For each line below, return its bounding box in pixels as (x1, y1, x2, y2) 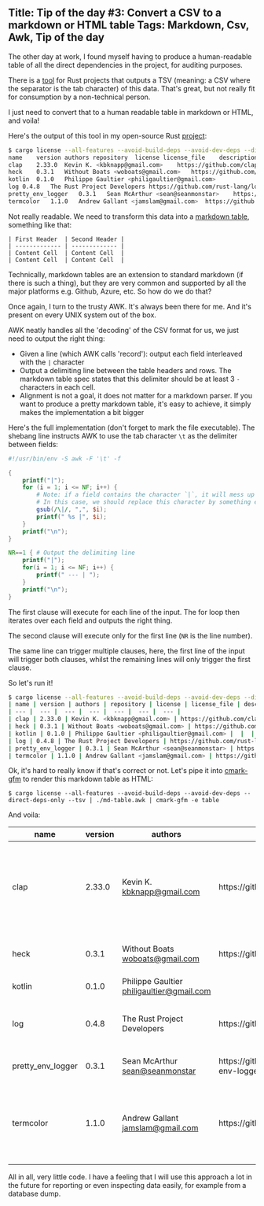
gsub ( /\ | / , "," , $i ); (36, 505, 108, 514)
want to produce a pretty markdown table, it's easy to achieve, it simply (19, 399, 251, 409)
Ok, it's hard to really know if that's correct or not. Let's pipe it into (8, 766, 223, 775)
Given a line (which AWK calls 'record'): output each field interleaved (19, 349, 243, 358)
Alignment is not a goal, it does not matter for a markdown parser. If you (19, 390, 253, 400)
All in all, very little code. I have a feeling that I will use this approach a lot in (8, 1172, 253, 1182)
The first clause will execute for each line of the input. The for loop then (8, 607, 240, 616)
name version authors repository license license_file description (8, 154, 258, 161)
